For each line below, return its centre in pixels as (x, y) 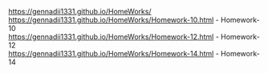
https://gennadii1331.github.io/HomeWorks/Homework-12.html (111, 36)
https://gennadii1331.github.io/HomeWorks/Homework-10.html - (114, 20)
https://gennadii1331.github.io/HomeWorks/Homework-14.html (111, 54)
